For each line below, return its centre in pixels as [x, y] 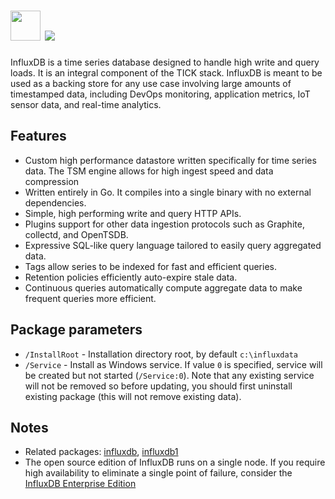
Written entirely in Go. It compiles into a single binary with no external [168, 192]
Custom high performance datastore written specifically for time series [170, 160]
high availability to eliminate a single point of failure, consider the [158, 473]
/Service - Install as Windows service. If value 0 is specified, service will [173, 364]
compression [52, 181]
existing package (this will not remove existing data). [133, 396]
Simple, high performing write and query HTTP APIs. [133, 213]
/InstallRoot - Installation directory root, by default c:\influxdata [161, 354]
